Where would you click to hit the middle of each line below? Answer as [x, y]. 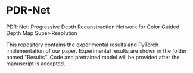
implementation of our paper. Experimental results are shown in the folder [96, 50]
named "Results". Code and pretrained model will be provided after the [93, 57]
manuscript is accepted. [36, 64]
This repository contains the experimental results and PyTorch [83, 45]
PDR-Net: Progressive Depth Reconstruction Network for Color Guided [93, 27]
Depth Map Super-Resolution [42, 33]
